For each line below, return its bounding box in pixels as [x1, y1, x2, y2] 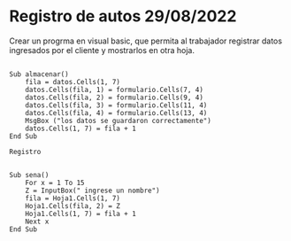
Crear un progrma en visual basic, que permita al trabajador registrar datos [9, 35, 283, 46]
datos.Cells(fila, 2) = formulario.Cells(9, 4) [25, 93, 203, 102]
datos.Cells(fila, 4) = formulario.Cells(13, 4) [25, 108, 208, 117]
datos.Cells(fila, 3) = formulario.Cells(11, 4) [25, 100, 208, 110]
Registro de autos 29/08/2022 [9, 6, 237, 27]
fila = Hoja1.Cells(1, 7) [25, 193, 121, 203]
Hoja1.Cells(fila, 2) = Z [25, 201, 121, 210]
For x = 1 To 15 [25, 178, 86, 187]
